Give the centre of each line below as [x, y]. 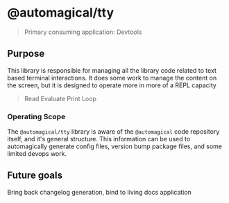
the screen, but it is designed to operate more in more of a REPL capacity [112, 85]
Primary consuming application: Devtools [83, 32]
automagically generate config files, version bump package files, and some [115, 146]
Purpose [26, 54]
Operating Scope [36, 116]
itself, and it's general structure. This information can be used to [99, 139]
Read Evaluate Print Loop [60, 98]
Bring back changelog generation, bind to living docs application [100, 192]
